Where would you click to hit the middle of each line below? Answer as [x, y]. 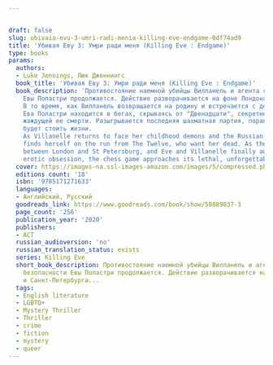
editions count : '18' [52, 174]
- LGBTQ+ [30, 303]
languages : [34, 189]
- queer [29, 348]
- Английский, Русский [54, 197]
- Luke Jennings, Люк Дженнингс [71, 76]
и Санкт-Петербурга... [61, 280]
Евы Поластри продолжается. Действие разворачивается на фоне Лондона [145, 99]
